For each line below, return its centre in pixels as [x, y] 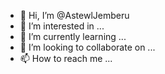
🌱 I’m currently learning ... [73, 36]
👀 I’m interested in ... [62, 26]
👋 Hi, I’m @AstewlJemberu [74, 15]
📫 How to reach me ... [66, 58]
